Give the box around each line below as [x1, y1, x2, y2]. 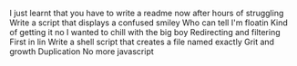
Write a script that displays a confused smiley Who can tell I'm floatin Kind [9, 17, 289, 28]
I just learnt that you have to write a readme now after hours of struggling [9, 8, 284, 18]
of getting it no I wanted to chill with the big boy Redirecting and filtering [9, 27, 281, 37]
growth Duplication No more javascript [9, 46, 155, 57]
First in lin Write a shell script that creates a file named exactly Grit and [9, 36, 275, 47]
